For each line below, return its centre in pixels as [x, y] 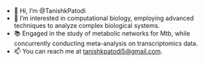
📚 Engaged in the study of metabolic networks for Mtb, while [102, 33]
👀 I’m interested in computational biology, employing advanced [104, 18]
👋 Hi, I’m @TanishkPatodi [50, 11]
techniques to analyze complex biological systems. [87, 25]
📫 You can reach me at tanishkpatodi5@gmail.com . [88, 51]
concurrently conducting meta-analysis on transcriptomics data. [106, 43]
